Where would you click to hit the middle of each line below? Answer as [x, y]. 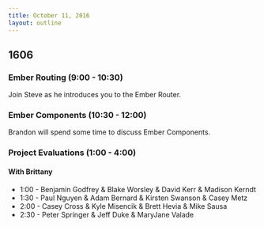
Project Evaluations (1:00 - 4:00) [72, 153]
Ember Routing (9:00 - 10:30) [66, 78]
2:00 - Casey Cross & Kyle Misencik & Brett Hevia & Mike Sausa [123, 206]
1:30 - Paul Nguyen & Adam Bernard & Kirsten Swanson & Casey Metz [134, 198]
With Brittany [30, 172]
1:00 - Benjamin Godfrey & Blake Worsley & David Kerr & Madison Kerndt [138, 189]
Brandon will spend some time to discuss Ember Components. [109, 132]
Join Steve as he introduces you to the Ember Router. [95, 95]
